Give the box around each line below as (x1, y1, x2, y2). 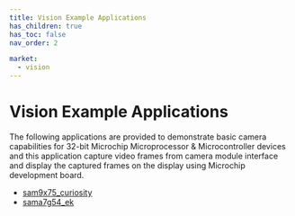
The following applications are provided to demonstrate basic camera (9, 131, 267, 142)
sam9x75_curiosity (22, 186, 93, 198)
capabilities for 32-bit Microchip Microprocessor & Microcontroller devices (9, 140, 286, 151)
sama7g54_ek (22, 196, 75, 207)
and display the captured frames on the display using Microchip (9, 159, 246, 171)
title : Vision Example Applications (9, 13, 147, 22)
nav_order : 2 (9, 38, 58, 48)
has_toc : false (9, 30, 67, 39)
